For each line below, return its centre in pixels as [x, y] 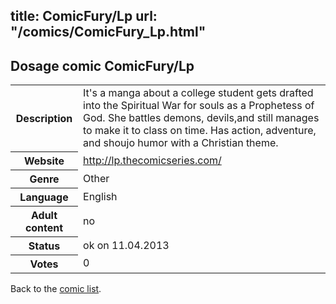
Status [44, 246]
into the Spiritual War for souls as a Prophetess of [199, 106]
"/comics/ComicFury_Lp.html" [108, 32]
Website [44, 161]
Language [44, 197]
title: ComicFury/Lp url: [84, 16]
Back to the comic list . [56, 288]
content [44, 227]
